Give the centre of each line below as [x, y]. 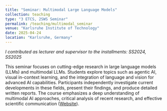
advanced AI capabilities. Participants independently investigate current [79, 82]
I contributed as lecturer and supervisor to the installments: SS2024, [76, 52]
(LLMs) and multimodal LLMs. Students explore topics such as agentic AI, [81, 72]
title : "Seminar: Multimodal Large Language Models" [61, 10]
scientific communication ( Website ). [42, 104]
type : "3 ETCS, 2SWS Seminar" [37, 19]
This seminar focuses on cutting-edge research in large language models [81, 66]
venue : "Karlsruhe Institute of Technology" [52, 28]
